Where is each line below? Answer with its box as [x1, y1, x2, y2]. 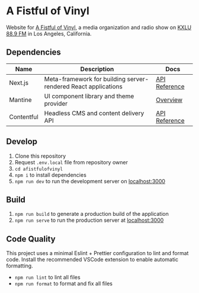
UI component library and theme [44, 92, 134, 100]
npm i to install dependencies [14, 171, 87, 179]
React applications [70, 82, 123, 90]
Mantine [9, 95, 32, 104]
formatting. [6, 262, 34, 269]
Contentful [9, 113, 38, 121]
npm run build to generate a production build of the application [14, 211, 169, 218]
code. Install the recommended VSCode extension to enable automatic [6, 256, 179, 263]
